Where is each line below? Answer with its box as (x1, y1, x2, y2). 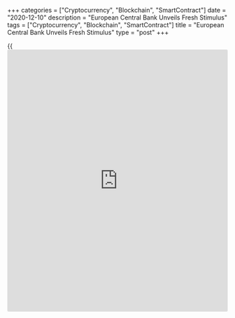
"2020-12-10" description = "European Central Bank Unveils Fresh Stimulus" (7, 13, 227, 22)
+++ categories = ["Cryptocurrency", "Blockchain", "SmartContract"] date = (7, 6, 227, 14)
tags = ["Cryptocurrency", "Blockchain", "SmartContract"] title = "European (7, 21, 225, 29)
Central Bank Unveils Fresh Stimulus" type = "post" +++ (7, 28, 169, 36)
